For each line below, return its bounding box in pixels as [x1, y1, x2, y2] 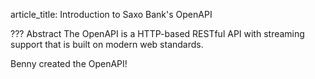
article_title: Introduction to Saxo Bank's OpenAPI [10, 9, 213, 20]
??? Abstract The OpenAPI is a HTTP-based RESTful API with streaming [10, 28, 305, 39]
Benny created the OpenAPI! [10, 58, 128, 69]
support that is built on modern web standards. [10, 39, 204, 50]
